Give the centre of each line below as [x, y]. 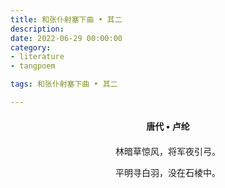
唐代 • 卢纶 [168, 126]
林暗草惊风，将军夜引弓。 [168, 151]
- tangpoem [33, 66]
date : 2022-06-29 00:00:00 [66, 38]
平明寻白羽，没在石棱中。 [168, 172]
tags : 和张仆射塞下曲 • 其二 [64, 84]
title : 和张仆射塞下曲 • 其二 [66, 19]
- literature [37, 57]
